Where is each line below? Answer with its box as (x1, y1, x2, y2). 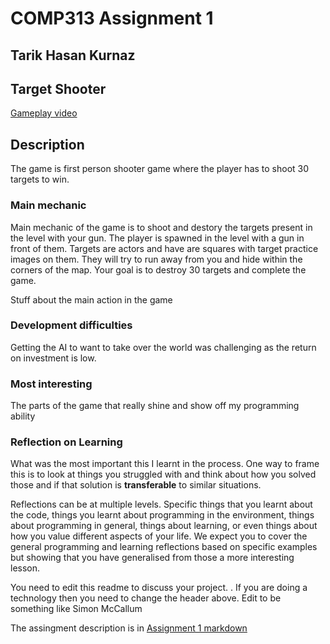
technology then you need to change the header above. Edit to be (10, 592, 282, 604)
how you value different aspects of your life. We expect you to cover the (10, 530, 308, 542)
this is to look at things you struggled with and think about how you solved (10, 468, 317, 481)
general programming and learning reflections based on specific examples (10, 541, 318, 553)
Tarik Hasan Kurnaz (10, 47, 136, 64)
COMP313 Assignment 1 (10, 7, 214, 30)
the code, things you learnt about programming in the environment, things (10, 509, 315, 521)
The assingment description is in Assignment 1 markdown (10, 622, 248, 634)
